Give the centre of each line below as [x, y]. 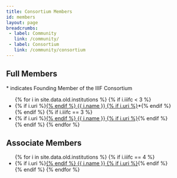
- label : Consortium [34, 45]
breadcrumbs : [22, 28]
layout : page [22, 22]
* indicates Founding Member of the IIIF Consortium [69, 88]
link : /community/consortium [50, 50]
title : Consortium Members [39, 11]
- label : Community [33, 34]
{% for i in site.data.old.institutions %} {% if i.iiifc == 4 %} [85, 157]
